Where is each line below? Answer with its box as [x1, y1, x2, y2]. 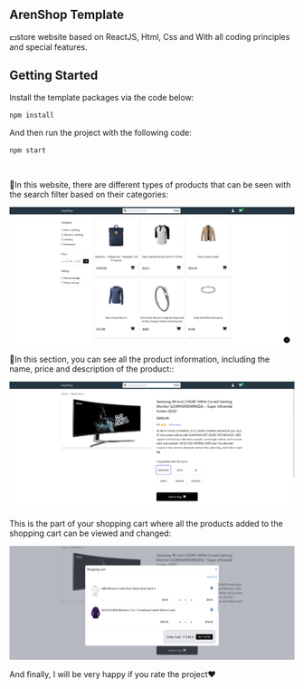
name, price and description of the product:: [9, 364, 175, 374]
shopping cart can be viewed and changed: [9, 528, 172, 539]
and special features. [9, 41, 88, 53]
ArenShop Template [9, 7, 125, 23]
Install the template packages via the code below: [9, 92, 195, 102]
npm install [9, 111, 54, 120]
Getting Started [9, 68, 99, 83]
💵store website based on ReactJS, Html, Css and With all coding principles [9, 31, 290, 42]
